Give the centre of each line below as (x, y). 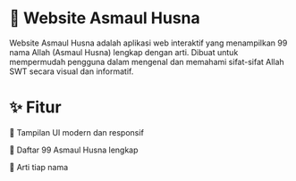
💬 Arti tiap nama (39, 167)
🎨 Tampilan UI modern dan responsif (77, 132)
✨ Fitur (35, 107)
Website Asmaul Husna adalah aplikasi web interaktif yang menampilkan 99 (148, 43)
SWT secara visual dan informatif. (72, 71)
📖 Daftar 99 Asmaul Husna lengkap (74, 150)
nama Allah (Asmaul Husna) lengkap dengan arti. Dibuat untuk (124, 52)
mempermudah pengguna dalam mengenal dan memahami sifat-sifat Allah (147, 62)
